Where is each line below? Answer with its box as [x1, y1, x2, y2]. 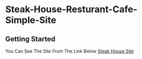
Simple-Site [5, 14, 57, 26]
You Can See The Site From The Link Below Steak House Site [5, 48, 134, 54]
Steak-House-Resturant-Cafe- [5, 4, 138, 15]
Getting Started [5, 35, 56, 43]
